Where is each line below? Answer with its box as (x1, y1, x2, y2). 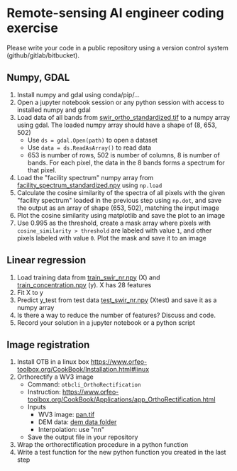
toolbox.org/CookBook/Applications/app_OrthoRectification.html (27, 395, 216, 404)
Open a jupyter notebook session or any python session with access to (16, 98, 225, 106)
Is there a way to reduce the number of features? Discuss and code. (16, 311, 216, 319)
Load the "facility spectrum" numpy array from (16, 173, 154, 182)
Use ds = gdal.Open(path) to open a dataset (27, 135, 158, 144)
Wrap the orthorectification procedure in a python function (16, 440, 189, 449)
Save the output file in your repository (27, 433, 138, 441)
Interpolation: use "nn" (38, 426, 104, 434)
